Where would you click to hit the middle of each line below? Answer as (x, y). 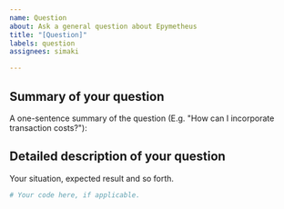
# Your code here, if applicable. (75, 195)
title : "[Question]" (49, 35)
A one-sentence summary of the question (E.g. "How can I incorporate (142, 118)
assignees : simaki (44, 52)
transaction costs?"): (49, 127)
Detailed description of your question (117, 157)
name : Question (38, 18)
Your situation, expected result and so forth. (92, 178)
